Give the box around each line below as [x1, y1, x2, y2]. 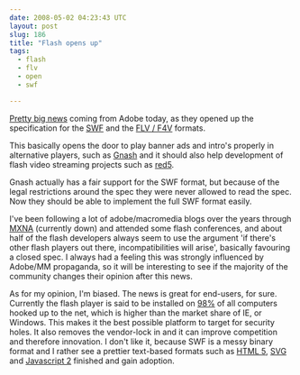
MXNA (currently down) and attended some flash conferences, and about [9, 223, 283, 233]
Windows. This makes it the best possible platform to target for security [9, 316, 275, 327]
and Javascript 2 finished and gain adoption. [9, 355, 176, 366]
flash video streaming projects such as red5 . [9, 159, 175, 169]
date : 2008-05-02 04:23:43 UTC [9, 13, 127, 23]
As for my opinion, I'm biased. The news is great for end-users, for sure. [9, 288, 277, 298]
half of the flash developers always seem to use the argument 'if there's [9, 232, 277, 243]
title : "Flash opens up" [9, 38, 103, 48]
